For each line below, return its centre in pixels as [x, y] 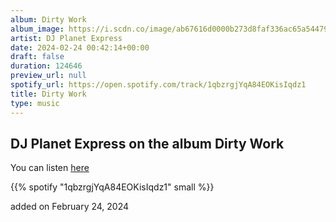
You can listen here [50, 168]
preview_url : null [48, 76]
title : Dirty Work [48, 94]
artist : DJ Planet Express [66, 38]
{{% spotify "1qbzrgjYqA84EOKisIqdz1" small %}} [112, 187]
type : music [35, 103]
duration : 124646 [46, 66]
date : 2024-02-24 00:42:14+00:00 [80, 47]
